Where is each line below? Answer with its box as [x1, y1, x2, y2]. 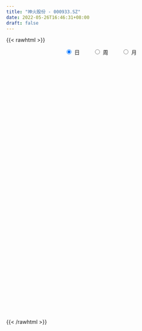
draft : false [6, 20, 39, 26]
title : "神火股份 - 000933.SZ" [6, 8, 81, 15]
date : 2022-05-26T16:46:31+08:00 [6, 14, 90, 20]
